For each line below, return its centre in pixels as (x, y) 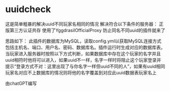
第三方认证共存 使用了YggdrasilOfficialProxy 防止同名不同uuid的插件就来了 (87, 30)
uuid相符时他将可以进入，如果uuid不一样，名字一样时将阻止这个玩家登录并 (83, 60)
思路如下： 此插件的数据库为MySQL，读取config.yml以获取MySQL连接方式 (83, 41)
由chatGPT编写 (21, 83)
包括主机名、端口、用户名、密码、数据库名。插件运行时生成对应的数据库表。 (85, 47)
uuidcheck (28, 9)
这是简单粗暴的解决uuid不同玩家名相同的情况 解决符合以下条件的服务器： (82, 24)
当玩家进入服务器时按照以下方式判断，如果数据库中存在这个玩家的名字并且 (83, 54)
